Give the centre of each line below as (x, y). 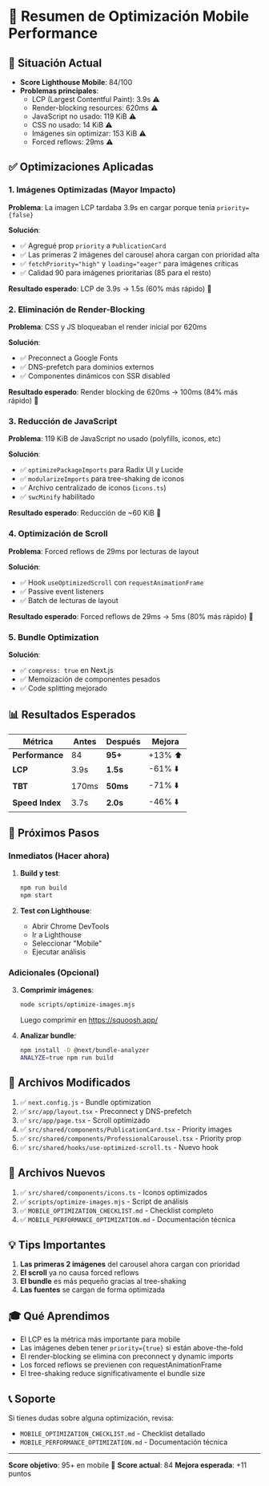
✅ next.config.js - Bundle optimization (85, 1102)
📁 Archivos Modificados (69, 1083)
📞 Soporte (32, 1399)
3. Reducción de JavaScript (63, 421)
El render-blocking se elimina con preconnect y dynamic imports (126, 1356)
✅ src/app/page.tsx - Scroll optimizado (85, 1120)
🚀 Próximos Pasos (54, 833)
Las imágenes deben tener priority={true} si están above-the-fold (131, 1348)
